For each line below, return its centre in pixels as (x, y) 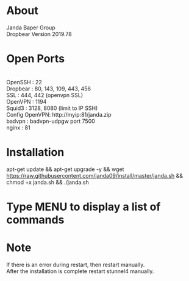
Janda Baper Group (31, 27)
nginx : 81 (18, 127)
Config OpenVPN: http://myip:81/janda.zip (59, 114)
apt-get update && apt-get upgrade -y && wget (65, 169)
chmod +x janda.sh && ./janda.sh (48, 182)
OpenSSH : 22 (24, 82)
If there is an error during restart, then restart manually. (76, 265)
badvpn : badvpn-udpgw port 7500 (51, 121)
